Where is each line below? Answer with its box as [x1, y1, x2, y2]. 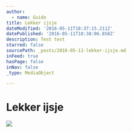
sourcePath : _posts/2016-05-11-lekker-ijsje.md [6, 48, 127, 54]
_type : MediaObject [6, 70, 55, 76]
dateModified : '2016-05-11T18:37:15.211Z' [6, 25, 113, 32]
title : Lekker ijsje [6, 20, 58, 26]
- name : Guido [11, 14, 46, 20]
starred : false [6, 42, 44, 48]
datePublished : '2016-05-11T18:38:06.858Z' [6, 31, 116, 37]
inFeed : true [6, 53, 39, 59]
